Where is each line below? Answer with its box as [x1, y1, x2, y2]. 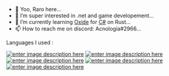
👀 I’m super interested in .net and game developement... [14, 12, 154, 19]
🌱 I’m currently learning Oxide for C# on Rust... [14, 19, 131, 25]
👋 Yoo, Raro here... [14, 6, 62, 13]
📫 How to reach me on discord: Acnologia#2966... [14, 25, 141, 32]
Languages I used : [6, 39, 54, 46]
